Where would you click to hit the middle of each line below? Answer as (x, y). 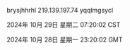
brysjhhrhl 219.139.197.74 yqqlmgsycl (60, 10)
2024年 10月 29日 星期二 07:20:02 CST (64, 25)
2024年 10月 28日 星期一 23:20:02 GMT (65, 39)
